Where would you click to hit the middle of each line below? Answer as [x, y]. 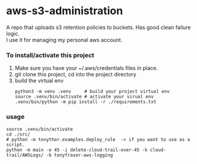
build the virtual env [39, 81]
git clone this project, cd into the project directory [76, 75]
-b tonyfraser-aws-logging [79, 155]
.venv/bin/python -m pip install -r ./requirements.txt [85, 102]
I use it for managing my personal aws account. [64, 40]
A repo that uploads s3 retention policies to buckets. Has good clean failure [99, 27]
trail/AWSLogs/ [25, 155]
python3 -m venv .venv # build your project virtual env [92, 92]
